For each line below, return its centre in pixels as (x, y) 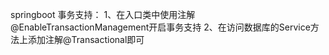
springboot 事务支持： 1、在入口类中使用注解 (103, 14)
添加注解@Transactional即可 (86, 39)
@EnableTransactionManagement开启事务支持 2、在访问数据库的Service (160, 27)
